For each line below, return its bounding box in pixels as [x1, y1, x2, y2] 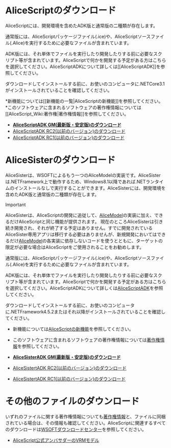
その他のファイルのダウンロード [5, 396, 140, 407]
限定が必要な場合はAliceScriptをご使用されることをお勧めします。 [5, 244, 144, 250]
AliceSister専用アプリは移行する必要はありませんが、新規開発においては [5, 231, 157, 237]
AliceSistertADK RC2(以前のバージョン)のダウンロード [12, 365, 127, 371]
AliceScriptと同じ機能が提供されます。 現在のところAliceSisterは [18, 218, 155, 225]
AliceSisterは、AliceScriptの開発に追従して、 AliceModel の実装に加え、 [5, 212, 155, 218]
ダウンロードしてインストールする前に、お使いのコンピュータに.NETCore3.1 [5, 80, 165, 87]
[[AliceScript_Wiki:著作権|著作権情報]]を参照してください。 [5, 110, 129, 117]
